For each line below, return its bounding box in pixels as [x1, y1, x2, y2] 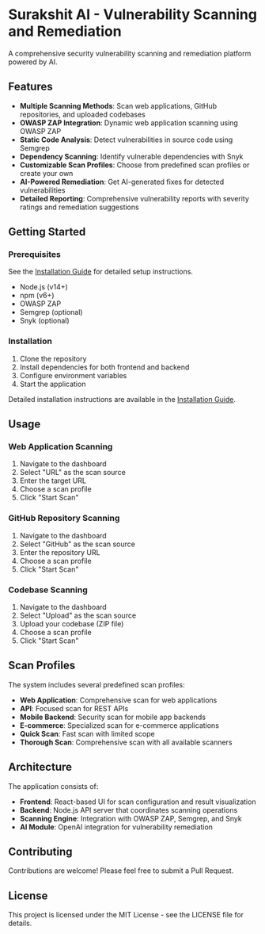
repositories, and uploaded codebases [19, 109, 146, 119]
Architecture [8, 760, 73, 774]
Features [8, 80, 53, 94]
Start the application [19, 379, 86, 389]
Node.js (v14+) [19, 282, 69, 292]
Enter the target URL [19, 476, 87, 485]
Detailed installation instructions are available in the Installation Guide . [8, 394, 236, 404]
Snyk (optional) [19, 316, 70, 326]
